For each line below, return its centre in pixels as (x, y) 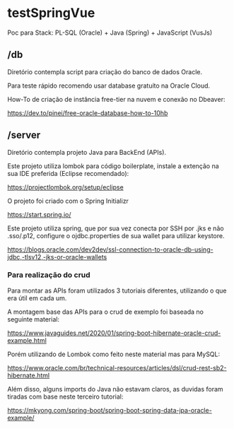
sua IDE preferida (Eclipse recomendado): (68, 173)
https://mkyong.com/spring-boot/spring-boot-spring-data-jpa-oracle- (110, 410)
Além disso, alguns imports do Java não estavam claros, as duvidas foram (116, 389)
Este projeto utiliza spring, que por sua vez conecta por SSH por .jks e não (116, 228)
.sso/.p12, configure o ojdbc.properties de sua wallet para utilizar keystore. (116, 235)
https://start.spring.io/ (40, 214)
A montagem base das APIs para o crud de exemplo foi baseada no (105, 312)
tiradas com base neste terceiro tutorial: (65, 396)
